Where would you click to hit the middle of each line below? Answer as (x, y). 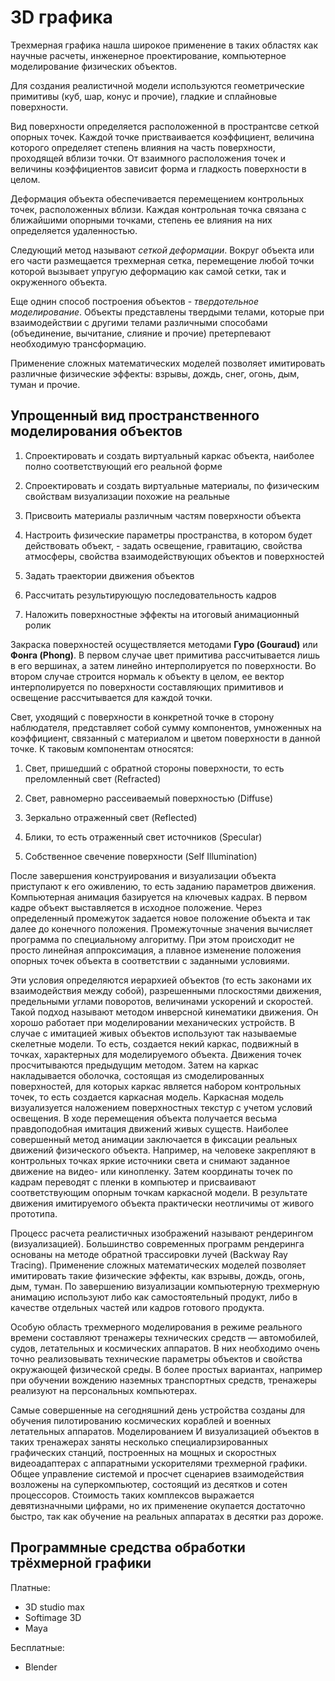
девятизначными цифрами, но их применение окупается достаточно (158, 1505)
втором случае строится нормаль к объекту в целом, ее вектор (147, 676)
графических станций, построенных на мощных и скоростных (143, 1452)
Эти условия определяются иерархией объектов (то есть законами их (161, 980)
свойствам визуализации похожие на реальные (127, 496)
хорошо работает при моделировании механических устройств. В (153, 1022)
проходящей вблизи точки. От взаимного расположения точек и (148, 158)
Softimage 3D (53, 1617)
